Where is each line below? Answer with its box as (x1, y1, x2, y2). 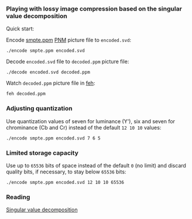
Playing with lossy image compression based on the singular (6, 5, 183, 13)
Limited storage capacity (6, 148, 79, 157)
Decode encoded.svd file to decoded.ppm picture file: (6, 58, 129, 65)
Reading (6, 193, 30, 201)
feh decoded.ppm (6, 91, 46, 97)
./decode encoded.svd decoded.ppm (6, 69, 91, 75)
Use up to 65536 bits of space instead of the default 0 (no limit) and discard (6, 162, 186, 169)
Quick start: (6, 25, 34, 32)
